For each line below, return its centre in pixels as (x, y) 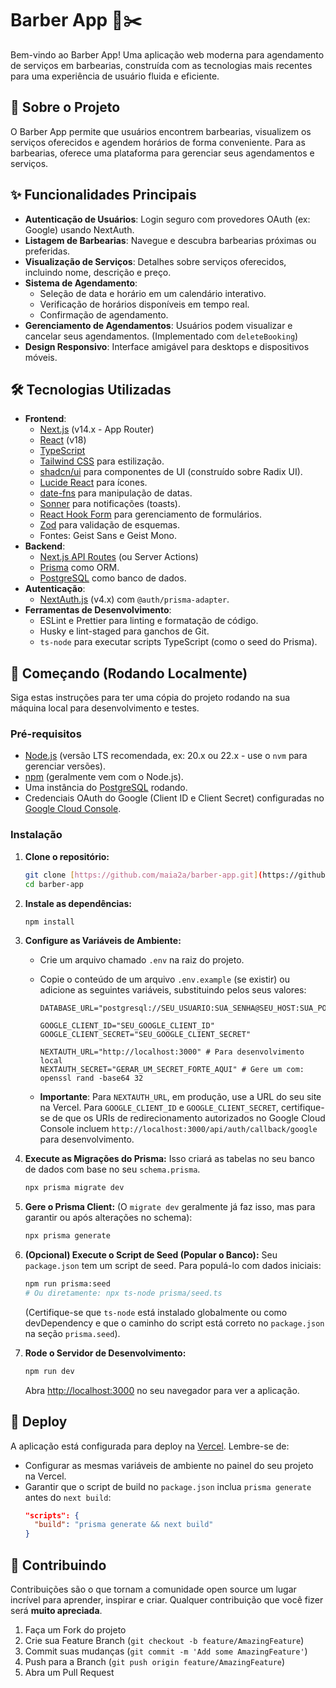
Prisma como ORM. (79, 568)
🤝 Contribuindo (58, 1565)
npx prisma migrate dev (74, 1188)
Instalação (36, 835)
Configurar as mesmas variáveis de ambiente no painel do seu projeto (169, 1465)
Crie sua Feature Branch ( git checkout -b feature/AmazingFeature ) (164, 1641)
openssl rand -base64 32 (91, 1078)
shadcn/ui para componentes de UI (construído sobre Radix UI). (171, 472)
